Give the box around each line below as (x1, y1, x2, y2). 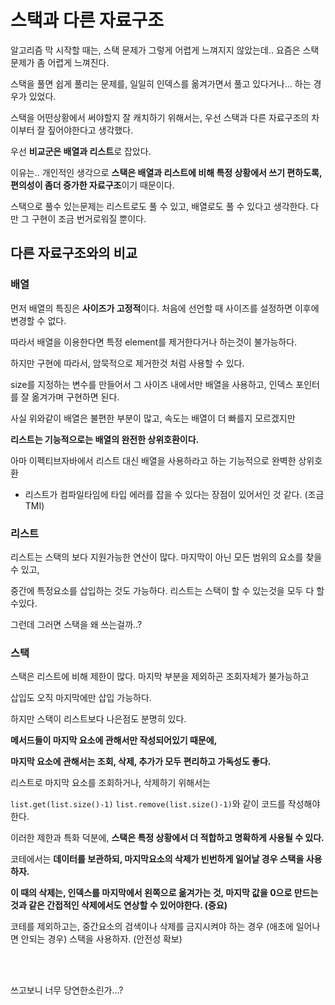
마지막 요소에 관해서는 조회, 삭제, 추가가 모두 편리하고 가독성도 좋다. (10, 756, 272, 768)
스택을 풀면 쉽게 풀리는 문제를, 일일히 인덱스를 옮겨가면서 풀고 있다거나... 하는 (10, 77, 312, 90)
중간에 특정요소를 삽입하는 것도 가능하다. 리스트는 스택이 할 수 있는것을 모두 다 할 (10, 584, 325, 596)
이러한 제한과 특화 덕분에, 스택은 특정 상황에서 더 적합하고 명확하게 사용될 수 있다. (10, 832, 325, 844)
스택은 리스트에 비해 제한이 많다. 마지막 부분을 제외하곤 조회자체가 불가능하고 (10, 671, 310, 683)
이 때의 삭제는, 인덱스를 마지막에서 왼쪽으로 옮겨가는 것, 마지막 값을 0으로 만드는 (10, 887, 319, 899)
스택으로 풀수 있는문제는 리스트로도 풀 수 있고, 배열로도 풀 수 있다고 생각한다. (10, 200, 309, 212)
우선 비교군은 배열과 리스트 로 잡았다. (10, 145, 152, 157)
